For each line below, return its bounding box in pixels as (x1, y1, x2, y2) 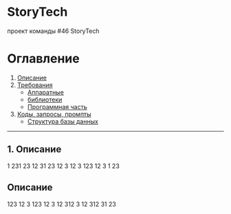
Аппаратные (27, 88, 64, 96)
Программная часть (27, 102, 87, 110)
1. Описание (7, 143, 62, 155)
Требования (16, 80, 53, 89)
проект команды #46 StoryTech (7, 27, 100, 35)
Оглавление (7, 51, 80, 67)
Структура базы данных (27, 117, 98, 126)
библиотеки (27, 95, 63, 104)
